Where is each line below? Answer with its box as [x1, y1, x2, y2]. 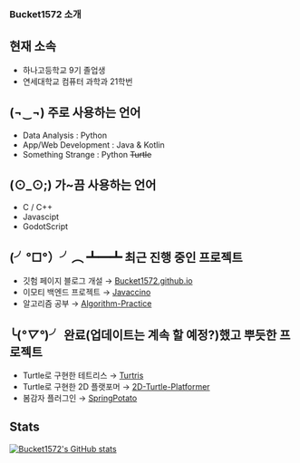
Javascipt [22, 211, 60, 223]
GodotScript [22, 221, 69, 232]
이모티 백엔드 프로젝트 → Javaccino [22, 287, 151, 298]
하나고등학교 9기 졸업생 [22, 64, 106, 75]
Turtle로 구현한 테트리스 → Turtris [22, 370, 144, 381]
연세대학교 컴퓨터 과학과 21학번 [22, 75, 133, 87]
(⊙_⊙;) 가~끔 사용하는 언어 [9, 177, 157, 192]
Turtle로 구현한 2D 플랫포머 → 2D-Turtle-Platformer [22, 381, 210, 391]
